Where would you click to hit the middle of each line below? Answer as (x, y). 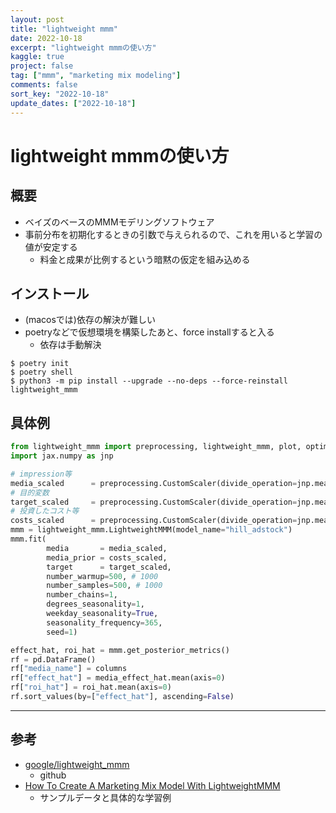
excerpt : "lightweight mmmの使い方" (83, 47)
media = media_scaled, (107, 548)
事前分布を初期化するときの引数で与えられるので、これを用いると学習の (173, 234)
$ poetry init (40, 364)
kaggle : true (37, 57)
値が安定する (51, 247)
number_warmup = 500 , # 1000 (102, 576)
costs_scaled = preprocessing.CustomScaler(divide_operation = (154, 521)
